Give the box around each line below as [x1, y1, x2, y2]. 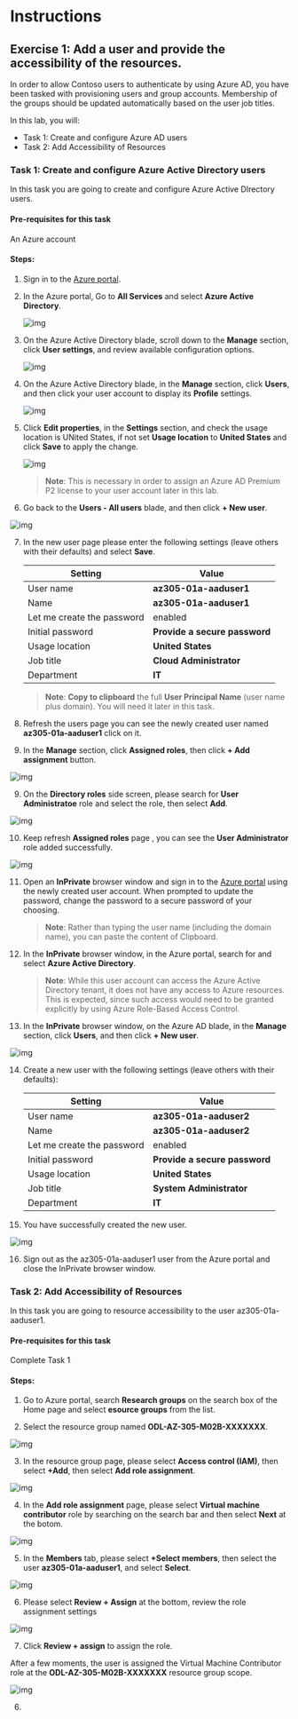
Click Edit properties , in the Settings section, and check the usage [22, 422, 269, 432]
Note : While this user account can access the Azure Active [44, 975, 261, 986]
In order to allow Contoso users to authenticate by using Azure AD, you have [10, 79, 289, 90]
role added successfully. [22, 842, 114, 852]
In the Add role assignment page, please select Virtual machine [22, 1500, 260, 1510]
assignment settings [22, 1606, 98, 1617]
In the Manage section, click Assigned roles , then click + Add [22, 744, 251, 756]
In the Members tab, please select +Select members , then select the [22, 1553, 278, 1564]
